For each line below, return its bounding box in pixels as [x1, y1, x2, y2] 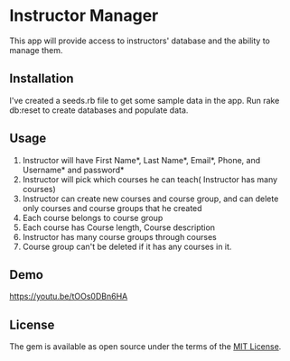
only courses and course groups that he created [22, 202, 202, 213]
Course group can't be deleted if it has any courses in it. [22, 241, 232, 252]
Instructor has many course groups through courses [22, 231, 217, 242]
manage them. [9, 44, 63, 55]
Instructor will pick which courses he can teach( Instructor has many [22, 173, 278, 185]
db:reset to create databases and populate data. [9, 105, 189, 116]
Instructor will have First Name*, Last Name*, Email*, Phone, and [22, 154, 261, 165]
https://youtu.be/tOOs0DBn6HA [9, 291, 128, 302]
